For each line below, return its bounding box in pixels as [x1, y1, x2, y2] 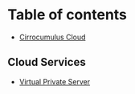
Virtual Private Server [18, 76, 90, 86]
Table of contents [7, 6, 128, 24]
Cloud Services [7, 55, 86, 69]
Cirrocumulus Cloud [18, 32, 86, 42]
